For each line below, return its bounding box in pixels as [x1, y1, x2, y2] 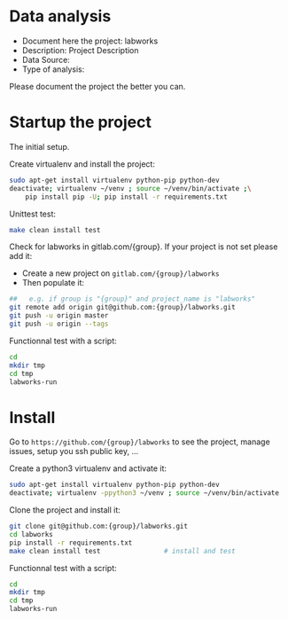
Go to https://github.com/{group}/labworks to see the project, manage [9, 436, 270, 447]
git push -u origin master [9, 311, 109, 320]
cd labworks [9, 530, 53, 538]
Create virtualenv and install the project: [9, 158, 155, 169]
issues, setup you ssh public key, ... [9, 446, 139, 457]
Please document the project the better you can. [9, 81, 186, 91]
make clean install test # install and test [9, 546, 237, 555]
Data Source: [21, 54, 71, 65]
